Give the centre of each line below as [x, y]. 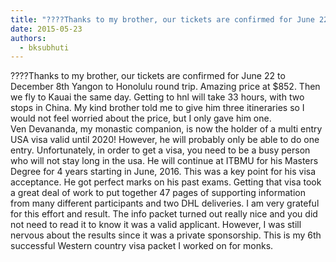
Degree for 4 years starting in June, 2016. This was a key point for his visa [163, 172]
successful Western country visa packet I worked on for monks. [142, 246]
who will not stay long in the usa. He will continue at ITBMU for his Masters [164, 161]
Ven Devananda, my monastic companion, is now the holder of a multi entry [166, 129]
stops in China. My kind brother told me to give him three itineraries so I [157, 108]
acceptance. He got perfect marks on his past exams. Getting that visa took [166, 182]
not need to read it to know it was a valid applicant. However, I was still [156, 225]
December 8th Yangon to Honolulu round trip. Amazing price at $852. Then [165, 87]
